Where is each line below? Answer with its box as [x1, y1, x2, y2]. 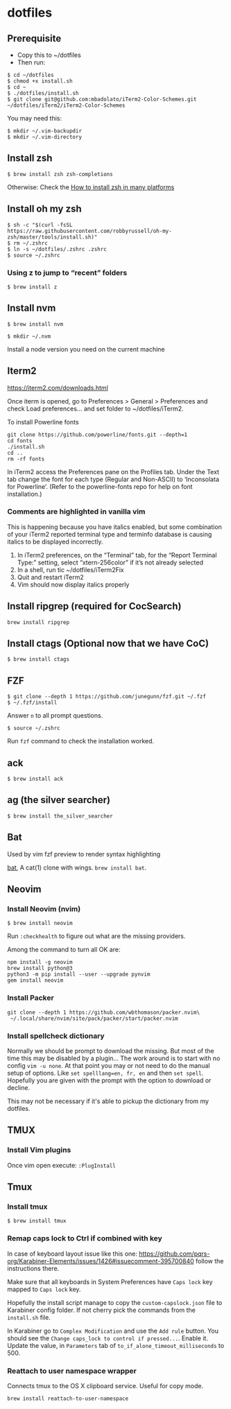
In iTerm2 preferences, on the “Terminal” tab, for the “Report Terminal [17, 551, 217, 559]
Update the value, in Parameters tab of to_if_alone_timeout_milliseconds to [7, 1341, 224, 1349]
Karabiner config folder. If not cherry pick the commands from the [7, 1306, 196, 1314]
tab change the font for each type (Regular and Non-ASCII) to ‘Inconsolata [7, 475, 220, 483]
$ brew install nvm [7, 320, 64, 327]
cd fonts [7, 437, 33, 444]
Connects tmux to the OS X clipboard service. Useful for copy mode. [7, 1381, 203, 1390]
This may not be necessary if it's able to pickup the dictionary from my [7, 1097, 209, 1105]
